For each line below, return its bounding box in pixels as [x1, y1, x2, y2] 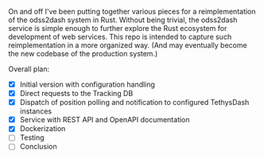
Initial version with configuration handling [19, 79, 155, 89]
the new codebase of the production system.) [8, 49, 158, 58]
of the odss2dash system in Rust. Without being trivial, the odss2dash [8, 15, 238, 25]
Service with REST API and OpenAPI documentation [19, 115, 190, 125]
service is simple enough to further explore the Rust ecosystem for [8, 24, 227, 33]
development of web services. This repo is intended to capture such [8, 32, 232, 41]
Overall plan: [8, 64, 50, 74]
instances [19, 106, 52, 116]
